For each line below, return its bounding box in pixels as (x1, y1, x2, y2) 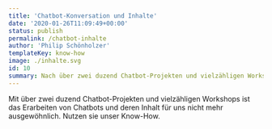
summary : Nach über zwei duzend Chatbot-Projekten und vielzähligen (8, 72, 244, 80)
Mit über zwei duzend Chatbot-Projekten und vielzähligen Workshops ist (8, 94, 251, 103)
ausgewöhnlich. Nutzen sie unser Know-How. (8, 110, 160, 121)
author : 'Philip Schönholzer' (8, 42, 111, 50)
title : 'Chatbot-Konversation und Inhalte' (8, 11, 158, 20)
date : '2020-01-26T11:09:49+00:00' (8, 19, 129, 27)
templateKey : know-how (8, 49, 85, 57)
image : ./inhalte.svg (8, 57, 82, 65)
